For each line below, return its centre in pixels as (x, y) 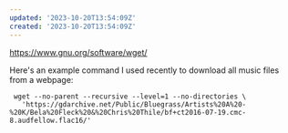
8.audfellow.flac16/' (51, 120)
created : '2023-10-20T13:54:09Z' (73, 26)
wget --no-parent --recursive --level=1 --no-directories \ (130, 97)
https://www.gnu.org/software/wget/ (78, 52)
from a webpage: (41, 79)
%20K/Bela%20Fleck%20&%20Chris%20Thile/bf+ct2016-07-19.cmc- (128, 112)
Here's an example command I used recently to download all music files (144, 70)
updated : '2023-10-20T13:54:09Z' (73, 18)
